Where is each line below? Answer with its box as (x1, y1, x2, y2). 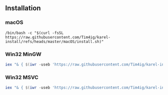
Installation (5, 4, 41, 12)
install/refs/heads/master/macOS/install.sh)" (5, 39, 104, 44)
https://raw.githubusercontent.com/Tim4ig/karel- (5, 34, 111, 39)
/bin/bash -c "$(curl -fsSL (5, 30, 64, 35)
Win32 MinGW (5, 50, 41, 57)
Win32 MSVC (5, 73, 38, 80)
